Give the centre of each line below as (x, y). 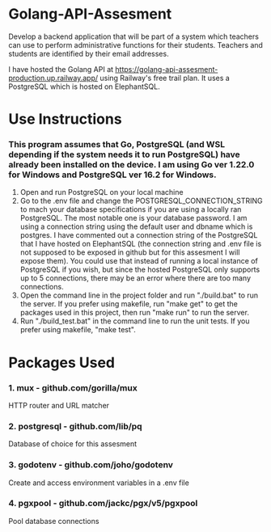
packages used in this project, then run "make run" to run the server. (134, 313)
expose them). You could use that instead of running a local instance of (139, 261)
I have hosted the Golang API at (61, 69)
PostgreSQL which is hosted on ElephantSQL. (84, 87)
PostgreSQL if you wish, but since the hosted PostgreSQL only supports (140, 270)
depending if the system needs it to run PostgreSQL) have (124, 154)
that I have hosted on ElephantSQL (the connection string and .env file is (141, 244)
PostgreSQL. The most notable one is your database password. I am (133, 218)
